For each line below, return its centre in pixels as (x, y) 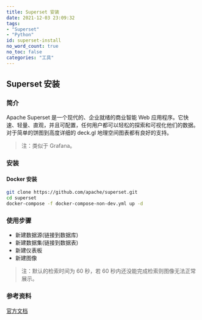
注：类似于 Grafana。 (48, 146)
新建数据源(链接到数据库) (47, 235)
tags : (13, 23)
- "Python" (20, 35)
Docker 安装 (22, 179)
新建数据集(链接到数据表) (47, 243)
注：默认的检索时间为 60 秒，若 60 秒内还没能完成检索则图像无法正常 (109, 271)
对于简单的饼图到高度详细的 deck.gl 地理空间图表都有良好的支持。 (89, 133)
